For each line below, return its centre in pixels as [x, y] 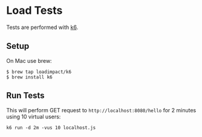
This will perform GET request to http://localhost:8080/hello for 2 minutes [101, 110]
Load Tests [34, 11]
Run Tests [25, 96]
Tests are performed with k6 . [42, 27]
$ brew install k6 [29, 77]
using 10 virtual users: [34, 116]
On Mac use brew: [29, 60]
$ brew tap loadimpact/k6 [39, 72]
